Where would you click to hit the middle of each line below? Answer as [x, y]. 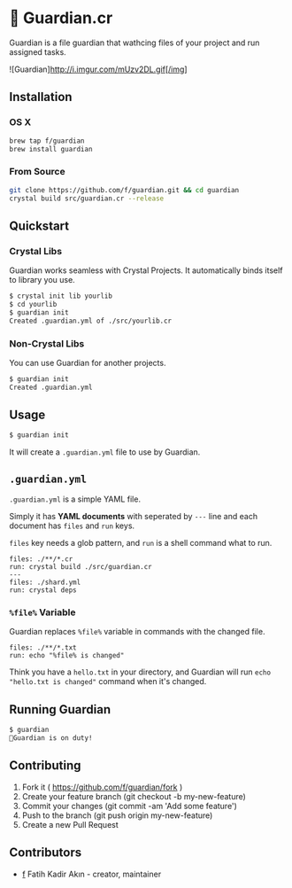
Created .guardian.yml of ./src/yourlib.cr [91, 321]
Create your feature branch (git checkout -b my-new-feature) [134, 796]
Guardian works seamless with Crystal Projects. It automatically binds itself [146, 270]
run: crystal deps [43, 590]
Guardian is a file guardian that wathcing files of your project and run [134, 43]
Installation [41, 97]
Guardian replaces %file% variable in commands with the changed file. [137, 632]
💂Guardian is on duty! [51, 738]
